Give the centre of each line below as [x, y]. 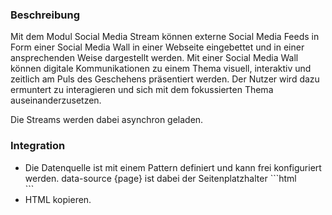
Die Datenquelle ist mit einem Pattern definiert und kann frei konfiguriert [173, 167]
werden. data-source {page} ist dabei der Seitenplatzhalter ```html [160, 178]
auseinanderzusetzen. [56, 100]
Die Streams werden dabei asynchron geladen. [107, 120]
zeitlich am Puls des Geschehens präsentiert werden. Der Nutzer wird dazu [165, 79]
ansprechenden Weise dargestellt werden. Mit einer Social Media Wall [154, 58]
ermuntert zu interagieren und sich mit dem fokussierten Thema [142, 90]
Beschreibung [45, 15]
